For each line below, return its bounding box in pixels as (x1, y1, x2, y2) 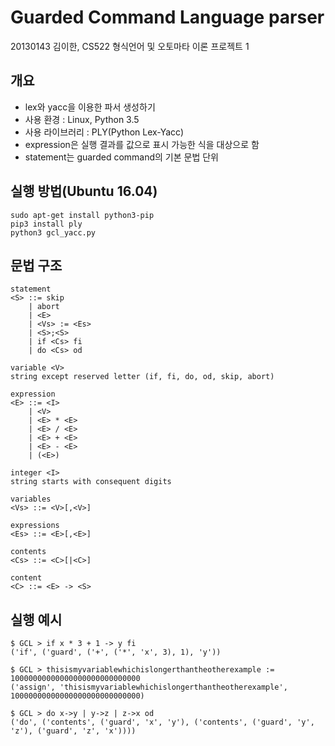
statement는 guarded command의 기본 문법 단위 (24, 151, 220, 163)
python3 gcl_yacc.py (10, 227, 97, 238)
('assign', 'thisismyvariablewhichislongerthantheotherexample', (10, 682, 288, 693)
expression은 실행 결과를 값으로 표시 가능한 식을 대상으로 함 (24, 138, 260, 150)
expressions (10, 521, 60, 531)
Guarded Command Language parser (10, 6, 325, 29)
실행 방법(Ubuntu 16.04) (10, 183, 158, 200)
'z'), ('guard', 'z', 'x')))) (10, 726, 137, 736)
